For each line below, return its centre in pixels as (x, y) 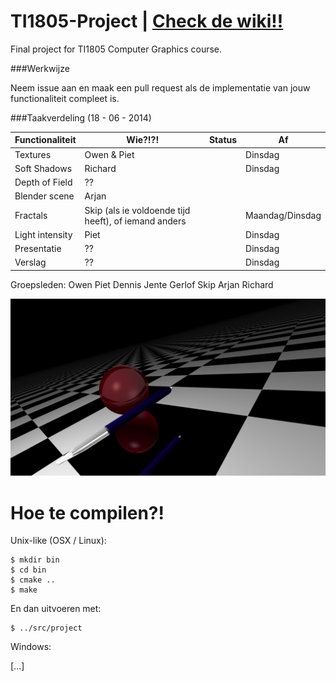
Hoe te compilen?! (87, 512)
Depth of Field (43, 182)
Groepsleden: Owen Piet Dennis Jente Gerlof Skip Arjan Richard (142, 284)
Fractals (31, 216)
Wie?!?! (143, 140)
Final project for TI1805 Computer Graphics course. (116, 49)
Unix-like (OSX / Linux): (58, 541)
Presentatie (38, 249)
